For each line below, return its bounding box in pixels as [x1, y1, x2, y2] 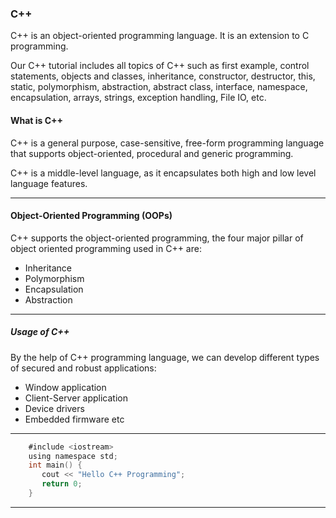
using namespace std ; [28, 451, 118, 461]
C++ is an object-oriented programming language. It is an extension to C [10, 30, 310, 42]
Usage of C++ [10, 326, 70, 338]
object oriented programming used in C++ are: [10, 242, 202, 254]
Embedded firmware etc [24, 413, 125, 425]
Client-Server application [24, 392, 129, 404]
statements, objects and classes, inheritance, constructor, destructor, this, [10, 70, 316, 82]
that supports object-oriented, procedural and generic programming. [10, 147, 294, 159]
